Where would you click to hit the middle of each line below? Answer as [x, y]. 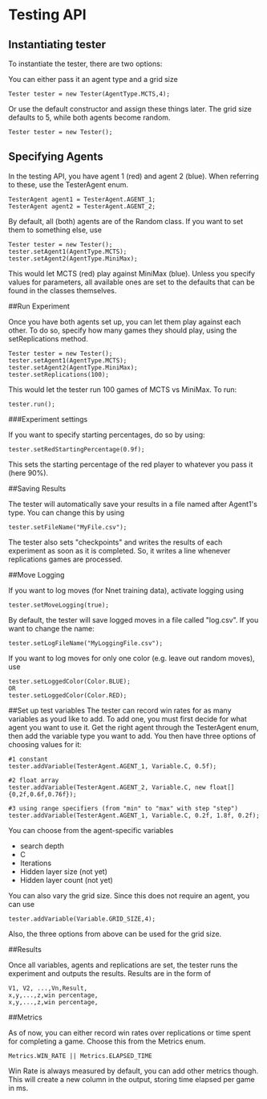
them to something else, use [55, 230]
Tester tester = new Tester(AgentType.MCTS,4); [89, 94]
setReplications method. [48, 338]
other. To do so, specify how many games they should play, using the [123, 330]
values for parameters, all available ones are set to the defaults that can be [131, 282]
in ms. [18, 1088]
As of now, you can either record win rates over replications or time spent [129, 1032]
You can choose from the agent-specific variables [91, 830]
